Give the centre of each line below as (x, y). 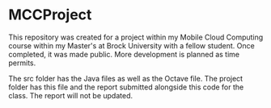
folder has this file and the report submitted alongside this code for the (126, 87)
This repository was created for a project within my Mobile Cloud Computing (136, 37)
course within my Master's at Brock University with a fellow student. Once (131, 45)
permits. (22, 63)
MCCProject (50, 15)
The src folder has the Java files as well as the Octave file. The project (126, 78)
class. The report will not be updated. (71, 95)
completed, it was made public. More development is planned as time (124, 54)
